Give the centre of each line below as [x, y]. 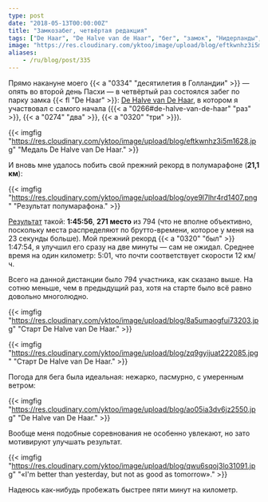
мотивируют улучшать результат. [65, 441]
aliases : [23, 53]
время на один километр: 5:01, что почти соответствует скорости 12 [125, 255]
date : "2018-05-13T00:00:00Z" [59, 23]
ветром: [22, 385]
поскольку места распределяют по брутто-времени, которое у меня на [131, 229]
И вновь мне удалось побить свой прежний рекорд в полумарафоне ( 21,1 [134, 165]
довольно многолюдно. [49, 296]
